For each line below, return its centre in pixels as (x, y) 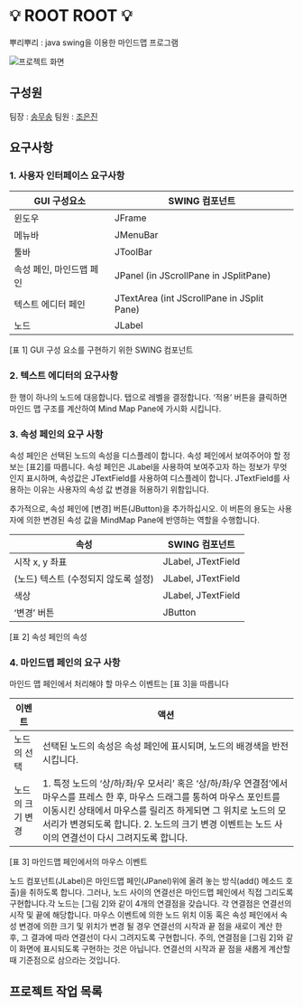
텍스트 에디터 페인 (50, 305)
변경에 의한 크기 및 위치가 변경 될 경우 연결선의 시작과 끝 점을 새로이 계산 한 (151, 927)
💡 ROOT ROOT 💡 (71, 16)
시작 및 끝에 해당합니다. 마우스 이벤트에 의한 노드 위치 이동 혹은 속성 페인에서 (144, 915)
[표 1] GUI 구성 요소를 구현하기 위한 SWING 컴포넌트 (101, 350)
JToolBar (133, 252)
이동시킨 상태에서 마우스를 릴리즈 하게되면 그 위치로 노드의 (159, 811)
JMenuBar (136, 235)
